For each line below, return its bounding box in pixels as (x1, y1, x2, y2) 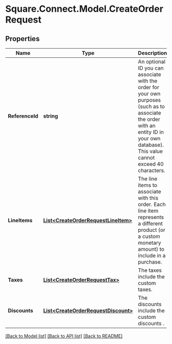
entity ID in (138, 128, 164, 136)
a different (138, 220, 163, 227)
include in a (138, 252, 166, 259)
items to (138, 182, 158, 188)
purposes (138, 97, 161, 103)
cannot (138, 154, 155, 161)
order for (138, 84, 160, 91)
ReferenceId (8, 113, 38, 119)
